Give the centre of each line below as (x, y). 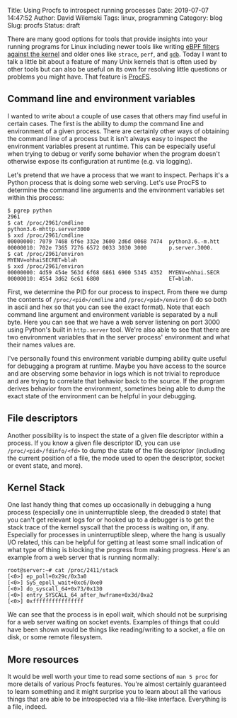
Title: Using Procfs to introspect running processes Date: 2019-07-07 (108, 10)
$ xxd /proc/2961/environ (45, 266)
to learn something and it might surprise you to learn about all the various (114, 692)
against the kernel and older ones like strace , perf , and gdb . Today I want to (117, 54)
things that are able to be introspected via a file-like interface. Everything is (117, 699)
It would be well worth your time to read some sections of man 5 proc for (113, 677)
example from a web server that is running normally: (83, 557)
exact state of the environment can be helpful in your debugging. (102, 396)
